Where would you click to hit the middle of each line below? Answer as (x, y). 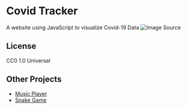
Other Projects (34, 80)
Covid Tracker (42, 11)
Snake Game (31, 100)
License (21, 46)
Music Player (31, 94)
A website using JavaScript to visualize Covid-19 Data (73, 27)
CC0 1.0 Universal (28, 60)
